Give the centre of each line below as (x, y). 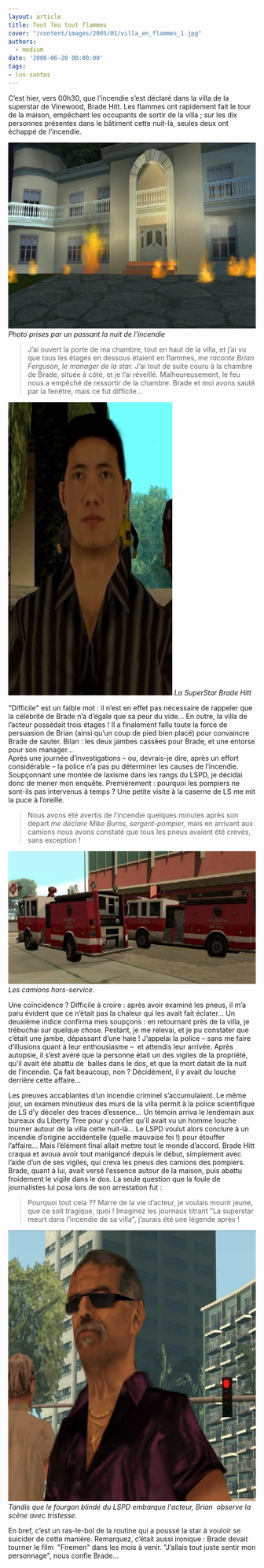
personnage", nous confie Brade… (64, 1556)
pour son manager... (40, 749)
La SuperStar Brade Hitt (213, 692)
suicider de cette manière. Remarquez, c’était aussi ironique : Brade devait (128, 1539)
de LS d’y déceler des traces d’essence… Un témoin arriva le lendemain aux (131, 1112)
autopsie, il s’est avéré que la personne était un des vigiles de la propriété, (128, 1055)
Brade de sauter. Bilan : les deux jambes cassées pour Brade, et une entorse (132, 741)
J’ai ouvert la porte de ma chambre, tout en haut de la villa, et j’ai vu (137, 349)
